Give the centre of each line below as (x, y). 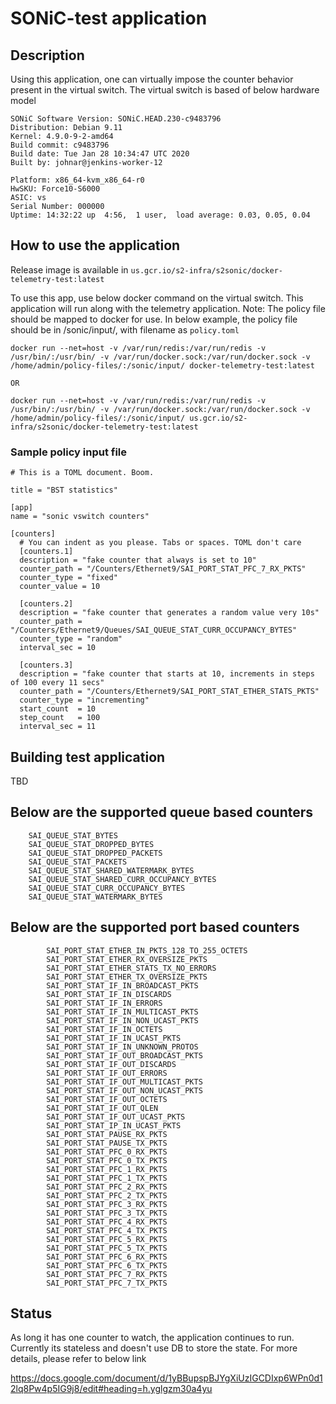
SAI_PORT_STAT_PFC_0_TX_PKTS (107, 1160)
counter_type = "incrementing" (84, 700)
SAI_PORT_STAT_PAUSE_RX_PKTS (107, 1134)
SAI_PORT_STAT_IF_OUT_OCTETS (107, 1099)
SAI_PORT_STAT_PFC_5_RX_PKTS (107, 1239)
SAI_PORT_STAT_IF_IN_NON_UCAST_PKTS (122, 1020)
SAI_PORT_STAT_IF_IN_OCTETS (104, 1029)
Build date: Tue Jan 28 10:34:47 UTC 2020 (100, 154)
